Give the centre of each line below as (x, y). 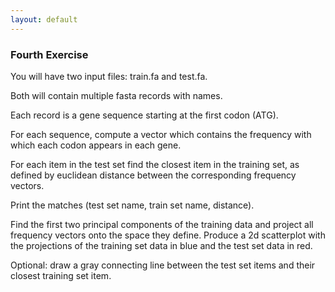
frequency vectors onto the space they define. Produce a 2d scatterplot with (168, 235)
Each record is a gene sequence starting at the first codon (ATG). (144, 115)
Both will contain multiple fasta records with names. (116, 95)
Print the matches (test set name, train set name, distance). (132, 205)
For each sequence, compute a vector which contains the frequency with (161, 134)
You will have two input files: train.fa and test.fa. (109, 76)
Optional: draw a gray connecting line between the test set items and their (163, 265)
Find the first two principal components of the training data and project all (162, 224)
